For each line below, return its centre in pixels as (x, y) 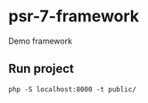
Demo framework (41, 41)
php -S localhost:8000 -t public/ (73, 89)
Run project (41, 69)
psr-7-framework (74, 16)
